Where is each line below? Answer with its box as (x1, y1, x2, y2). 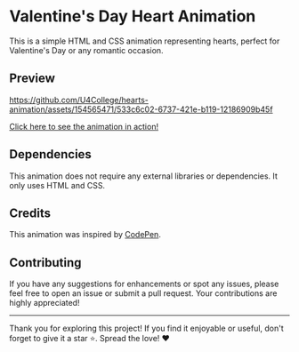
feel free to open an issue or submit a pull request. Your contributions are (9, 288, 278, 299)
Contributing (9, 255, 82, 270)
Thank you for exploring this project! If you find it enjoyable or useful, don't (9, 323, 285, 334)
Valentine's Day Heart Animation (9, 6, 256, 27)
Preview (9, 71, 56, 86)
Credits (9, 205, 52, 220)
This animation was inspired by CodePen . (9, 229, 162, 240)
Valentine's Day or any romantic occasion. (9, 44, 164, 55)
